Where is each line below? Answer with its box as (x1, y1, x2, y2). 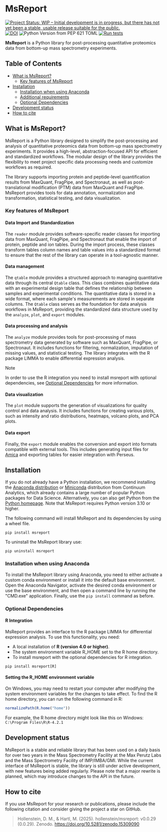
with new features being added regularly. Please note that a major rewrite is (5, 768, 161, 774)
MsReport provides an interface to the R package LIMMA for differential (5, 628, 152, 634)
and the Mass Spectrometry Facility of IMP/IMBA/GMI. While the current (5, 757, 154, 763)
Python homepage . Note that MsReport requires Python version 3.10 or (5, 500, 151, 506)
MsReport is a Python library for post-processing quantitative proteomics (5, 39, 156, 45)
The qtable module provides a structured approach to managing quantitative (5, 274, 163, 280)
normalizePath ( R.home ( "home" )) (5, 705, 70, 711)
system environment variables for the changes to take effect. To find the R (5, 690, 158, 696)
